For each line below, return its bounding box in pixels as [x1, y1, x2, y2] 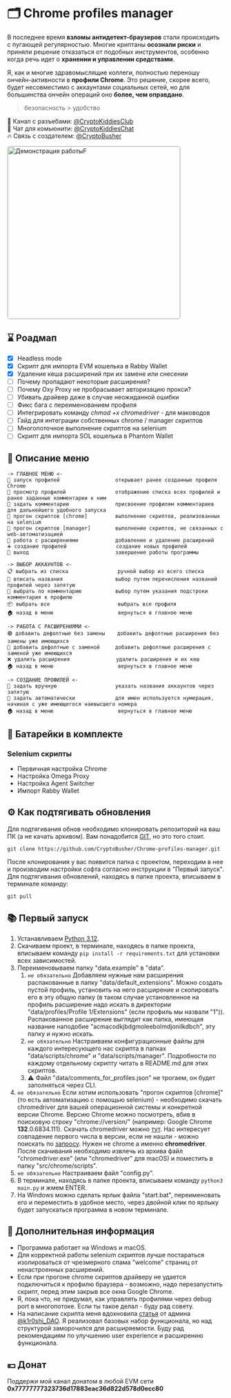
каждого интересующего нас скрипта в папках [27, 1044, 167, 1052]
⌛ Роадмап [7, 332, 57, 344]
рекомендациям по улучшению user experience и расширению [17, 1332, 203, 1340]
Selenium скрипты [7, 749, 72, 759]
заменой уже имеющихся [7, 650, 72, 657]
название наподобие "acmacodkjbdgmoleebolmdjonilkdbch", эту [27, 1022, 216, 1030]
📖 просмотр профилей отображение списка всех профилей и [7, 489, 221, 496]
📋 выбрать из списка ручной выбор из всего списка [7, 568, 205, 575]
